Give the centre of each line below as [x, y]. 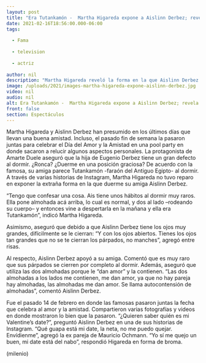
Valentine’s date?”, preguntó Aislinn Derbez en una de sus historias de [94, 323]
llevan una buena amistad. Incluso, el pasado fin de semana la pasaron [96, 138]
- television [29, 52]
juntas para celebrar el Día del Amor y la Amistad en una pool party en [95, 145]
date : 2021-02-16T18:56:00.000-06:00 [55, 23]
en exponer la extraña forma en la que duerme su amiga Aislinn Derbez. [97, 184]
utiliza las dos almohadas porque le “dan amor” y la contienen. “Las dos [97, 271]
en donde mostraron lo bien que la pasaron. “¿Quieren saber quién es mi [98, 316]
